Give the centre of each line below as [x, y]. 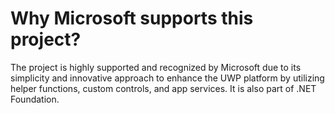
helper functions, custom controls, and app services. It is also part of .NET [163, 88]
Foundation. [35, 99]
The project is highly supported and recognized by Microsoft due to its [156, 67]
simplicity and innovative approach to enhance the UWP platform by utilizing [167, 78]
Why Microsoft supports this [132, 18]
